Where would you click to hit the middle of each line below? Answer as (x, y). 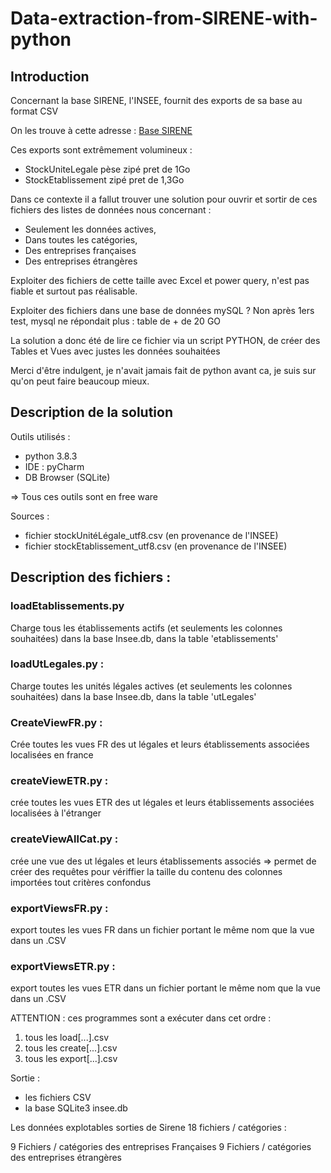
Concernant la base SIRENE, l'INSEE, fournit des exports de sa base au (156, 100)
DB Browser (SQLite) (67, 477)
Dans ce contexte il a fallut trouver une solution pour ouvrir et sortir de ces (164, 199)
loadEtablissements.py (67, 606)
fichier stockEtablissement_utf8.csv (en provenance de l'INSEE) (156, 546)
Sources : (30, 516)
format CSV (34, 111)
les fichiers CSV (58, 1098)
